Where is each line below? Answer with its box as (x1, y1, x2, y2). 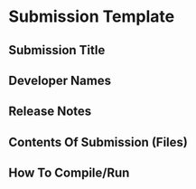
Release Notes (8, 104, 92, 119)
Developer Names (8, 72, 112, 88)
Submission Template (8, 6, 175, 27)
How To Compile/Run (8, 165, 130, 181)
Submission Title (8, 43, 106, 58)
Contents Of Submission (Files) (8, 134, 189, 150)
